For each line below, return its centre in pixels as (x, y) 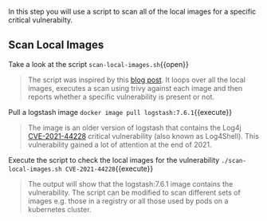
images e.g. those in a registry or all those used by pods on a (128, 201)
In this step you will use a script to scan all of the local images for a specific (132, 12)
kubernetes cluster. (59, 209)
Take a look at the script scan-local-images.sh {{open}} (98, 64)
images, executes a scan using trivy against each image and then (135, 88)
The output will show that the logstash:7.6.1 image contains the (130, 184)
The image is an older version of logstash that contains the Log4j (134, 128)
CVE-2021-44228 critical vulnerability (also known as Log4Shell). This (143, 136)
